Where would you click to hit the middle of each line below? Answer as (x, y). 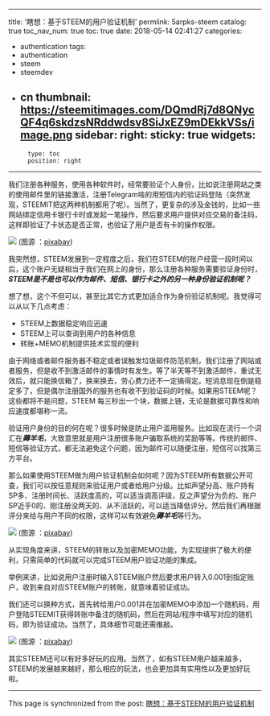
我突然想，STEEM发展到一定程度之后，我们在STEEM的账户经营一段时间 (127, 259)
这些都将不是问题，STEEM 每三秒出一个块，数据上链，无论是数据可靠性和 (131, 400)
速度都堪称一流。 (43, 411)
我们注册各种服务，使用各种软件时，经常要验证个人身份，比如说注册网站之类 (135, 184)
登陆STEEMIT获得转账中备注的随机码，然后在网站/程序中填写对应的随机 (134, 614)
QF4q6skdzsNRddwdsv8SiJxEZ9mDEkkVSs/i (137, 123)
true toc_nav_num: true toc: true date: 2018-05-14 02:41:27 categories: (125, 31)
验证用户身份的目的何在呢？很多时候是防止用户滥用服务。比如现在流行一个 (131, 428)
